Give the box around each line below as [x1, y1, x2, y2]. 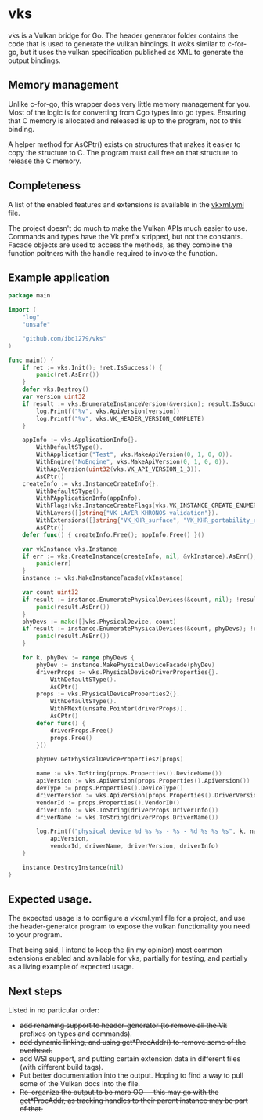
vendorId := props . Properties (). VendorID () [36, 798, 180, 807]
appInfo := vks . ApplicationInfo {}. [22, 436, 139, 444]
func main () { [8, 356, 55, 364]
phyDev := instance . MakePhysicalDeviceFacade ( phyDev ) [36, 661, 215, 669]
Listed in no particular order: [8, 1005, 100, 1015]
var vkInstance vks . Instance [22, 545, 117, 553]
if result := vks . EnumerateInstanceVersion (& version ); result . [22, 399, 233, 408]
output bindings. [8, 56, 61, 65]
